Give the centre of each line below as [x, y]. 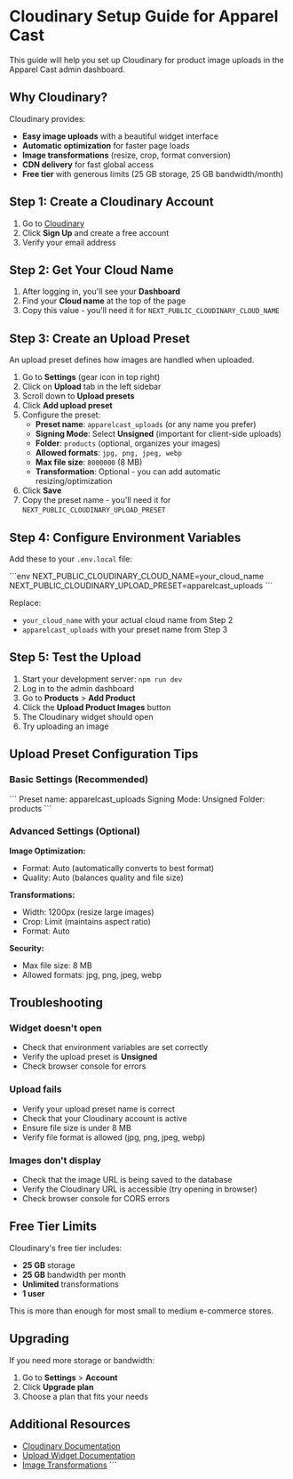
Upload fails [36, 1089]
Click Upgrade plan [58, 1386]
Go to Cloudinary [53, 223]
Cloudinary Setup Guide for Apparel [144, 16]
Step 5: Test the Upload [75, 657]
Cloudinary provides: [48, 118]
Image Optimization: [48, 851]
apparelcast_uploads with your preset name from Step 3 [125, 630]
